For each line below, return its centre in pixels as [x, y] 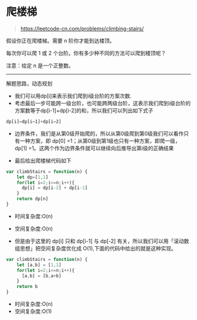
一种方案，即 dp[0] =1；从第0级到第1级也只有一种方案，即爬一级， [100, 140]
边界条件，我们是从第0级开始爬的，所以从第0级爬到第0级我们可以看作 [99, 133]
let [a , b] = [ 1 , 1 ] [39, 265]
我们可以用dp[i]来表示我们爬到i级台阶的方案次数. [73, 96]
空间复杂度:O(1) [33, 311]
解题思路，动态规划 [29, 83]
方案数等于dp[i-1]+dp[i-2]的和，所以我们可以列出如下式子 [84, 110]
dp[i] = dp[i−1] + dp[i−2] [34, 121]
